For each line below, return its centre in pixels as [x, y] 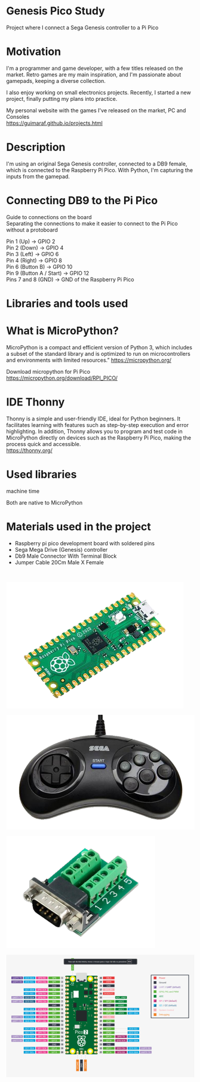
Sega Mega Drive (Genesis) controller [61, 549]
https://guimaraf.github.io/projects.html [54, 123]
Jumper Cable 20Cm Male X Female [59, 562]
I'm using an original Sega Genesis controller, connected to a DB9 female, [97, 164]
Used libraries [41, 474]
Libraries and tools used [67, 303]
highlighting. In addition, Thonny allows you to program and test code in [95, 431]
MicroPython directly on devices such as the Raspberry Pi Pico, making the [99, 438]
